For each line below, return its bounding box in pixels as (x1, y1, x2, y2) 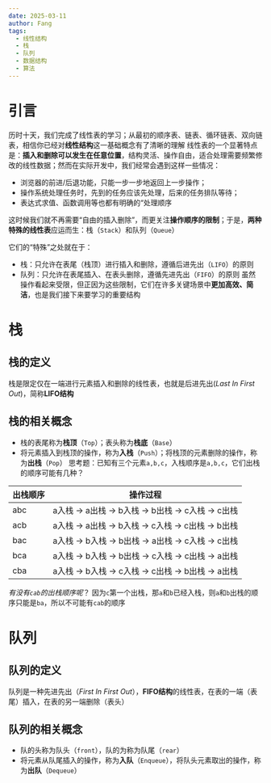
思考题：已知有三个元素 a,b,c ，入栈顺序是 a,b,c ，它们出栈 (68, 457, 261, 467)
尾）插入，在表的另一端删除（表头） (8, 697, 129, 706)
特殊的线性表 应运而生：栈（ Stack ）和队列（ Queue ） (8, 225, 179, 234)
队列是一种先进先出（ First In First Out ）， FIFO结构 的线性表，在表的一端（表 (8, 686, 258, 696)
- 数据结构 (15, 57, 48, 65)
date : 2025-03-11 (8, 11, 67, 20)
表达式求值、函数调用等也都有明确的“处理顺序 (19, 197, 172, 207)
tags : (8, 27, 27, 35)
